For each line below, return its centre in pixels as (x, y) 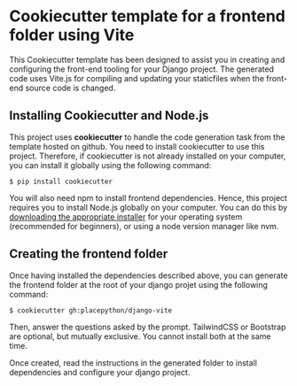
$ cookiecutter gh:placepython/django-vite (91, 310)
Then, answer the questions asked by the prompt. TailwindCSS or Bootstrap (148, 327)
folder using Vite (72, 35)
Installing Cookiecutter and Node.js (109, 116)
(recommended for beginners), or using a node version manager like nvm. (144, 226)
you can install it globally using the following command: (110, 165)
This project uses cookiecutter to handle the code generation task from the (147, 137)
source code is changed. (70, 88)
